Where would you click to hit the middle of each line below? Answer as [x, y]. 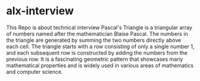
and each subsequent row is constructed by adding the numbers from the [97, 52]
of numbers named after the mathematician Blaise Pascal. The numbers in [97, 33]
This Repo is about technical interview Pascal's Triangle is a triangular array [99, 27]
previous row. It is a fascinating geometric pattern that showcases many [95, 59]
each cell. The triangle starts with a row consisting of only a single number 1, [100, 46]
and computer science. [35, 71]
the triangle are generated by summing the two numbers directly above [94, 40]
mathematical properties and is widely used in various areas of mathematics [100, 65]
